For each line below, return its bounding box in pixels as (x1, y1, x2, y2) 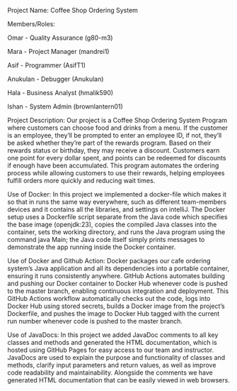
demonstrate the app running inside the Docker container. (7, 243, 176, 251)
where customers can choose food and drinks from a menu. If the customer (7, 123, 229, 132)
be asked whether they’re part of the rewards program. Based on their (7, 138, 212, 147)
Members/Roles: (7, 20, 55, 28)
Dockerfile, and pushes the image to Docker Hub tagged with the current (7, 309, 220, 318)
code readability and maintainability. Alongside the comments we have (7, 368, 214, 377)
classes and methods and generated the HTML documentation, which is (7, 338, 217, 346)
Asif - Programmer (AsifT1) (7, 61, 86, 70)
